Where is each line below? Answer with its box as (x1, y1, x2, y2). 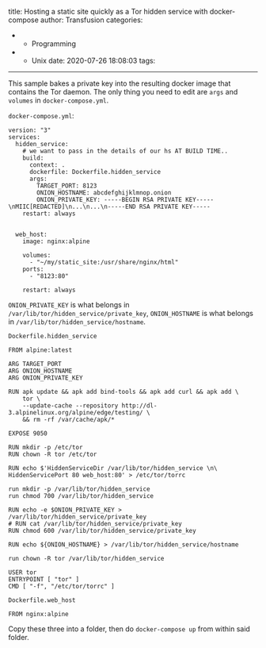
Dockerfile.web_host (8, 596, 77, 604)
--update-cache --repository (22, 402, 119, 410)
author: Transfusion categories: (40, 15, 143, 25)
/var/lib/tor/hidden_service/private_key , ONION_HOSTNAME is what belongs (8, 309, 253, 318)
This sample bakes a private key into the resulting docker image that (8, 79, 231, 88)
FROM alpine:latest (8, 346, 73, 354)
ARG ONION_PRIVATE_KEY (8, 374, 83, 382)
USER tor (8, 569, 37, 577)
